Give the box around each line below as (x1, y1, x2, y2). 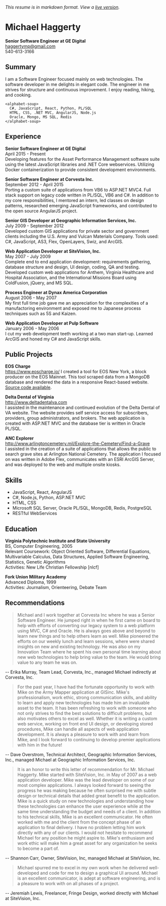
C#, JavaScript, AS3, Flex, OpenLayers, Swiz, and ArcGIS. (5, 238, 124, 245)
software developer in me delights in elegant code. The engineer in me (5, 81, 150, 87)
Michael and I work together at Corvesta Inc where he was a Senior (17, 612, 155, 618)
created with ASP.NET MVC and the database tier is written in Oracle (5, 420, 146, 426)
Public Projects (5, 350, 53, 359)
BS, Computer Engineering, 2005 (5, 543, 73, 549)
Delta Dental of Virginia (5, 394, 55, 400)
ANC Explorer (5, 435, 34, 441)
